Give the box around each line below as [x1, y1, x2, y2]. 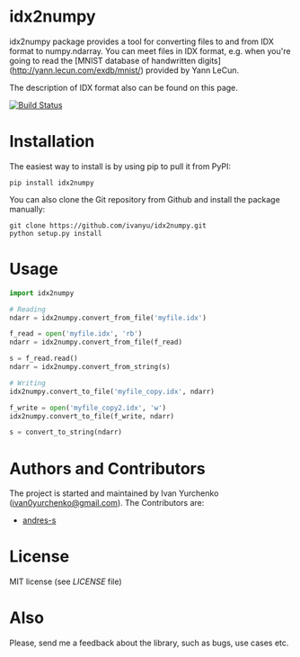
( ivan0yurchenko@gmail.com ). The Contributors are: [9, 498, 205, 508]
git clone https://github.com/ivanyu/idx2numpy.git [9, 220, 207, 230]
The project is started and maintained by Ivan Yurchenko [9, 488, 219, 499]
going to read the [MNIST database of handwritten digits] [9, 55, 222, 66]
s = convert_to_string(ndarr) [9, 427, 123, 437]
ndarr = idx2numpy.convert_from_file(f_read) [9, 337, 182, 347]
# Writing [9, 378, 47, 388]
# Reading [9, 304, 47, 314]
